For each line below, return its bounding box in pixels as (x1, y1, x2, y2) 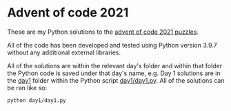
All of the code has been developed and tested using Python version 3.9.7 (7, 41, 217, 49)
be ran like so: (7, 83, 48, 92)
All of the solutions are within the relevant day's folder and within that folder (7, 61, 223, 70)
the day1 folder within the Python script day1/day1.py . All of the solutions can (7, 76, 225, 84)
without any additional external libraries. (7, 48, 121, 57)
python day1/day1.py (7, 97, 67, 104)
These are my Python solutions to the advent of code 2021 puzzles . (7, 28, 199, 36)
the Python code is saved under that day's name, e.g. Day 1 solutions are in (7, 69, 221, 77)
